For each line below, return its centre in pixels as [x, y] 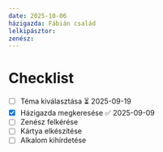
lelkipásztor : [32, 31]
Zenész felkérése [49, 122]
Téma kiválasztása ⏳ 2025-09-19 [75, 101]
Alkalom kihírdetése [53, 140]
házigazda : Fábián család [52, 23]
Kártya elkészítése [51, 131]
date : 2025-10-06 [38, 16]
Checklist [41, 78]
